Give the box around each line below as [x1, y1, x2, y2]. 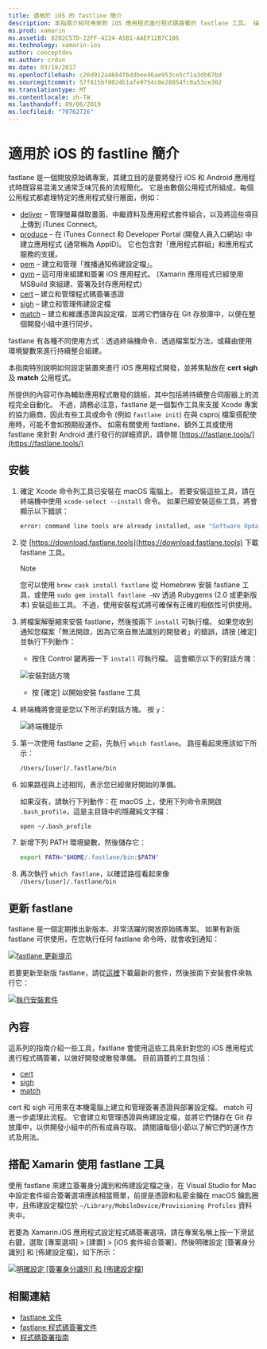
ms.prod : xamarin [8, 26, 66, 34]
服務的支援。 [19, 249, 62, 259]
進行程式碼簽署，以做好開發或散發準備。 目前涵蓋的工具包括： [8, 1053, 212, 1062]
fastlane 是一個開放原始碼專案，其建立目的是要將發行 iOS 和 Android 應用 [8, 172, 249, 182]
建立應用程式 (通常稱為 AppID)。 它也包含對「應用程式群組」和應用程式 [19, 239, 253, 249]
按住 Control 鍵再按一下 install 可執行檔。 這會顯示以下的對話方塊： [31, 653, 258, 663]
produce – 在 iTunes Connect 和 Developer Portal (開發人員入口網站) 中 [19, 229, 253, 239]
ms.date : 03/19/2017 [8, 64, 77, 72]
